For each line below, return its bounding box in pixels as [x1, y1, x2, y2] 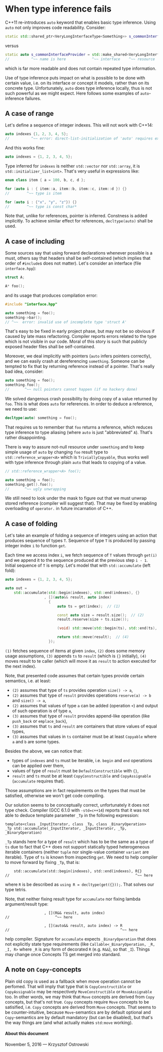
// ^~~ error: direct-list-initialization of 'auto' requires [5, 136, 153, 141]
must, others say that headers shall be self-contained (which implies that [5, 255, 151, 261]
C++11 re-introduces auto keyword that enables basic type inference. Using [5, 19, 156, 25]
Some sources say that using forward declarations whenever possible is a [5, 250, 153, 256]
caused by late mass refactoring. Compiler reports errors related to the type [5, 334, 157, 339]
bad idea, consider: [5, 368, 44, 374]
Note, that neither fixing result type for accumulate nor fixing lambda [5, 896, 141, 902]
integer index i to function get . [5, 543, 66, 549]
